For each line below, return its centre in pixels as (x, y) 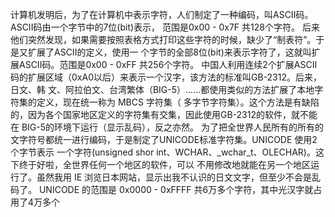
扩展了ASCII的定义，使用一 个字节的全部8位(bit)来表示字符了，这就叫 (169, 52)
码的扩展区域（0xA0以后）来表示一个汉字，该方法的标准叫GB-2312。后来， (166, 77)
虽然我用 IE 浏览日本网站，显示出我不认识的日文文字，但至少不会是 (174, 177)
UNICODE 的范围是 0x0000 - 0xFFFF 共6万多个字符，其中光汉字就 (176, 189)
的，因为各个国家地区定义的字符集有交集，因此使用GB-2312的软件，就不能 (164, 114)
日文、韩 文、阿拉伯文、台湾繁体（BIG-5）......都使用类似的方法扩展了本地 (162, 89)
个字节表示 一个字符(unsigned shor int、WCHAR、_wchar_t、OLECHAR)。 (163, 152)
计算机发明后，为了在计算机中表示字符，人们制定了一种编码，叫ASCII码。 (162, 14)
